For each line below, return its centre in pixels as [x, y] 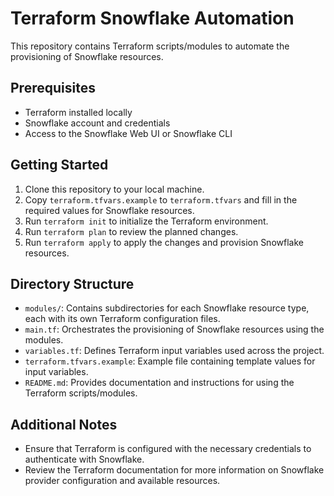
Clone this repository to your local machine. [114, 189]
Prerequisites [53, 88]
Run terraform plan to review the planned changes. [131, 231]
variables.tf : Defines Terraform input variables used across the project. [174, 351]
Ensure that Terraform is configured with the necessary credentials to [168, 449]
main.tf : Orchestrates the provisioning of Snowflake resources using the [174, 329]
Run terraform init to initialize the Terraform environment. [146, 221]
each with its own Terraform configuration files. [122, 319]
